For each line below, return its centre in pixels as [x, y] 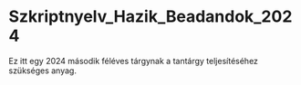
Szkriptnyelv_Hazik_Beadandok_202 [150, 17]
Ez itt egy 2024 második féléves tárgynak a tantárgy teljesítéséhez [134, 61]
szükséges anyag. [42, 71]
